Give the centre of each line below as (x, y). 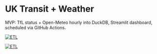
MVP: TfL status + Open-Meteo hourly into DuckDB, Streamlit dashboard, (79, 22)
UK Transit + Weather (49, 9)
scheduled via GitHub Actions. (36, 27)
